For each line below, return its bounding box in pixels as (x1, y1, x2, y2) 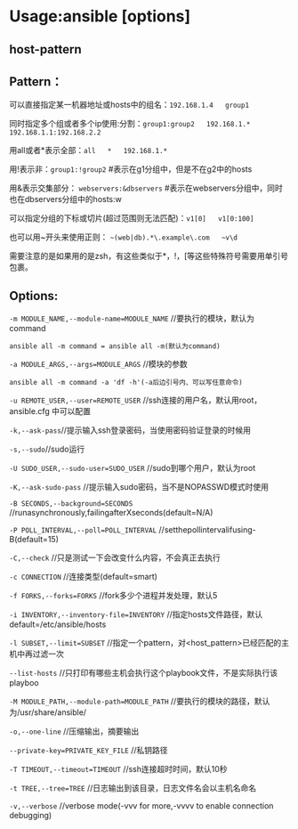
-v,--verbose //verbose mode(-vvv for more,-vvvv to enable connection (9, 801, 274, 811)
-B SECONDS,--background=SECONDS (9, 500, 133, 508)
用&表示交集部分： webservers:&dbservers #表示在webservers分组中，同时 (9, 183, 283, 193)
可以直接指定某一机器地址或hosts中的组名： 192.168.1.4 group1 (9, 100, 250, 110)
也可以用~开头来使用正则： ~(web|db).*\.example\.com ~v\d (9, 232, 238, 242)
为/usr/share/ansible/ (9, 707, 87, 718)
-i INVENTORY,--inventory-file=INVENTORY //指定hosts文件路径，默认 (9, 609, 263, 620)
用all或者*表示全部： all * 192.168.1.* (9, 145, 167, 156)
